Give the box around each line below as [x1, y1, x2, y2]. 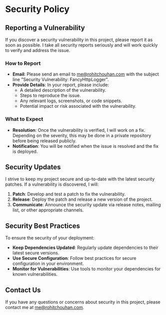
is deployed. [12, 148, 38, 154]
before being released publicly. [12, 138, 76, 144]
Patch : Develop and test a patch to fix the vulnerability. [12, 191, 126, 197]
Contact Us [5, 285, 41, 294]
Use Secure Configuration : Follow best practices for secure [12, 255, 136, 261]
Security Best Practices [5, 221, 80, 230]
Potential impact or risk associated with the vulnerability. [19, 103, 136, 109]
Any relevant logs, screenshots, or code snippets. [19, 98, 122, 104]
